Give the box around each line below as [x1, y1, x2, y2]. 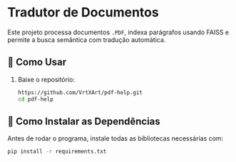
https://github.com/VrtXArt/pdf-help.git [17, 88, 143, 96]
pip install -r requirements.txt [7, 148, 107, 156]
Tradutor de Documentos [7, 4, 159, 21]
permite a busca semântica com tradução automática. [7, 35, 166, 44]
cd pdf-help [17, 96, 53, 103]
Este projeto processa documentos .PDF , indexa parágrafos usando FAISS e [7, 28, 230, 36]
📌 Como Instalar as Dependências [7, 115, 160, 127]
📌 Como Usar [7, 56, 67, 69]
